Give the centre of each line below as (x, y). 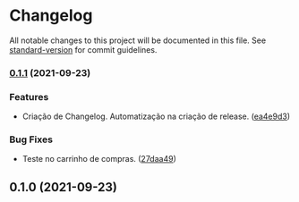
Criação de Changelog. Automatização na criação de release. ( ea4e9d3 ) (156, 116)
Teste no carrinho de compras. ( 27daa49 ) (99, 159)
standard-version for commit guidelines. (83, 49)
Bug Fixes (31, 139)
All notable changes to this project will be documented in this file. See (138, 40)
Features (29, 97)
